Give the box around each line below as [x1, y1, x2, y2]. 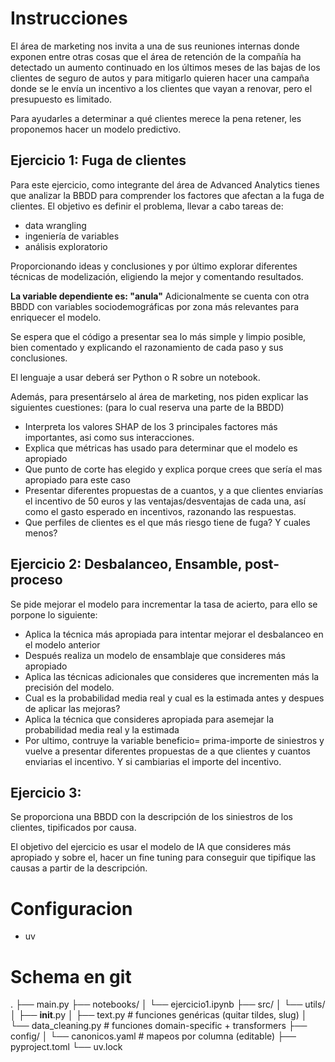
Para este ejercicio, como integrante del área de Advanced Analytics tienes [10, 178, 320, 191]
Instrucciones [10, 7, 128, 30]
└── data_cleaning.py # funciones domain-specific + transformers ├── [10, 1020, 308, 1032]
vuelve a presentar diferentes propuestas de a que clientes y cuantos [24, 745, 311, 757]
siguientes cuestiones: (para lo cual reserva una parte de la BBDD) [10, 401, 285, 413]
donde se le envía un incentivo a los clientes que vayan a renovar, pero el [10, 82, 313, 94]
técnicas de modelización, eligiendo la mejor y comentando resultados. [10, 270, 304, 282]
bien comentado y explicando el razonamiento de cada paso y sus [10, 341, 284, 353]
